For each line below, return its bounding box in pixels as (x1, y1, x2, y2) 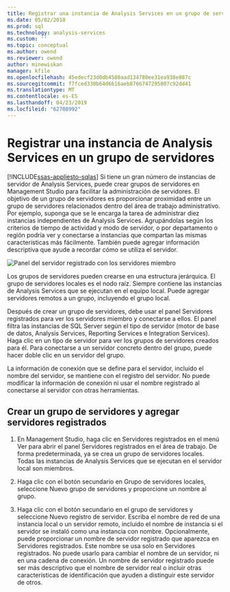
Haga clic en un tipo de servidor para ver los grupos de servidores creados (7, 336, 219, 344)
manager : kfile (7, 67, 51, 74)
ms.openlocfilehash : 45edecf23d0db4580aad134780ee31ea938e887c (7, 73, 192, 81)
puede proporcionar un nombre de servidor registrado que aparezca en (16, 534, 219, 543)
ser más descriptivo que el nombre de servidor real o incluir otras (16, 563, 202, 571)
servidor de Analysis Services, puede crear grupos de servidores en (7, 180, 200, 188)
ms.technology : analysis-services (7, 29, 106, 36)
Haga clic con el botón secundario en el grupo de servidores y (16, 505, 194, 513)
